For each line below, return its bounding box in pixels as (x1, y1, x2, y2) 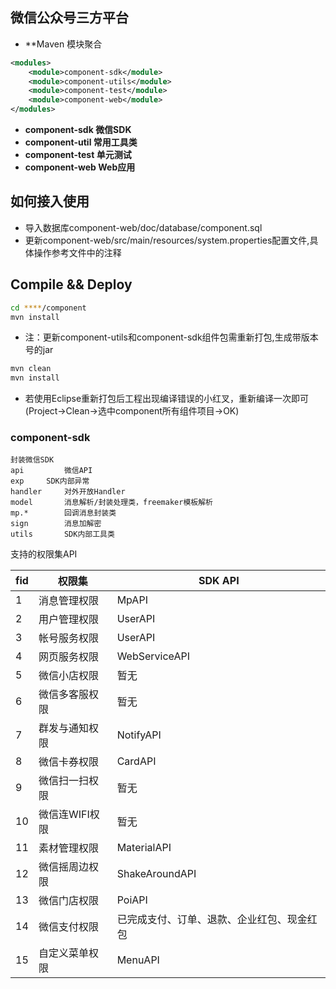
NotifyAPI (116, 728, 162, 742)
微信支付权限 (38, 920, 99, 934)
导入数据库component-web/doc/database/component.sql (24, 221, 263, 233)
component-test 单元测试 (24, 149, 132, 161)
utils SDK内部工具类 (10, 529, 115, 540)
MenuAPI (116, 953, 160, 967)
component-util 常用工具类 (24, 136, 138, 148)
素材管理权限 (38, 841, 99, 855)
